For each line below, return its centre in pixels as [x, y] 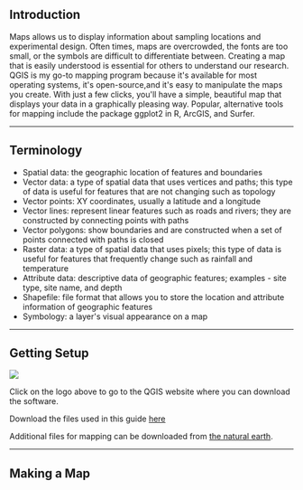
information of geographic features [87, 306]
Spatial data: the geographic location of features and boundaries [142, 172]
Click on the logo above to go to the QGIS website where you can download [150, 391]
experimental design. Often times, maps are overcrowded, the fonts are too [149, 46]
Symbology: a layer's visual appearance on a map [115, 316]
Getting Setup [49, 353]
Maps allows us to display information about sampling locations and [135, 36]
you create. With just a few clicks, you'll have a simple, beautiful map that [146, 94]
